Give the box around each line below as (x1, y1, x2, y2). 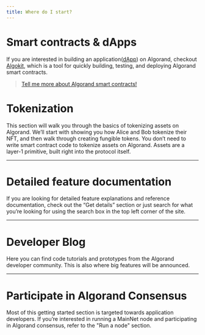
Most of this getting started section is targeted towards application (6, 309, 174, 316)
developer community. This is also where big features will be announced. (6, 262, 190, 269)
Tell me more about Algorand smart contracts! (21, 80, 137, 87)
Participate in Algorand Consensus (6, 289, 187, 303)
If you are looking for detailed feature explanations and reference (6, 195, 170, 202)
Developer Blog (6, 235, 86, 249)
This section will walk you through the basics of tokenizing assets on (6, 121, 179, 129)
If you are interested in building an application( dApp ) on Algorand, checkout (6, 56, 197, 63)
